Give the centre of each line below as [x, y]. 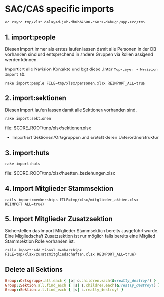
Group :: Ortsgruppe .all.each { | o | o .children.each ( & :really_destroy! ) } [81, 281]
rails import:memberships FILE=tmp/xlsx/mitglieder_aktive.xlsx [72, 200]
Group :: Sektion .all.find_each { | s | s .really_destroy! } [64, 290]
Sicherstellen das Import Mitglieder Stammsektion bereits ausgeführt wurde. [82, 230]
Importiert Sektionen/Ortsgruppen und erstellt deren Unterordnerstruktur [85, 137]
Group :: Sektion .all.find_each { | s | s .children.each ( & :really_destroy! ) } [83, 285]
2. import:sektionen [36, 98]
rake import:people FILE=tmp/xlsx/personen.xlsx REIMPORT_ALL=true [75, 83]
